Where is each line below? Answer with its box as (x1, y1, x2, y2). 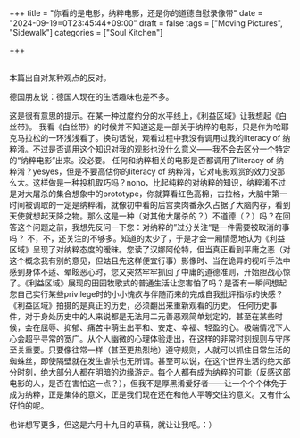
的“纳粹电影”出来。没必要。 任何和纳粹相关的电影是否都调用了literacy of (9, 155, 274, 165)
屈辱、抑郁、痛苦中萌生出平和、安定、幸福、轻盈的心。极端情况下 (39, 322, 283, 333)
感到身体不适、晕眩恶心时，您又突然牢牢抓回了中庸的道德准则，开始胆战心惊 (9, 267, 291, 277)
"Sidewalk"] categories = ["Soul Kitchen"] (9, 28, 163, 37)
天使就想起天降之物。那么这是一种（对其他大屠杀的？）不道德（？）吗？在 (9, 211, 283, 221)
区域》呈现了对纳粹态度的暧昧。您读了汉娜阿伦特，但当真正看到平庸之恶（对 (9, 244, 291, 254)
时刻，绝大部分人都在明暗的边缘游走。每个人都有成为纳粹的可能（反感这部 (16, 367, 291, 377)
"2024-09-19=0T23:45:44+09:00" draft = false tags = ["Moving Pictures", (9, 18, 283, 29)
